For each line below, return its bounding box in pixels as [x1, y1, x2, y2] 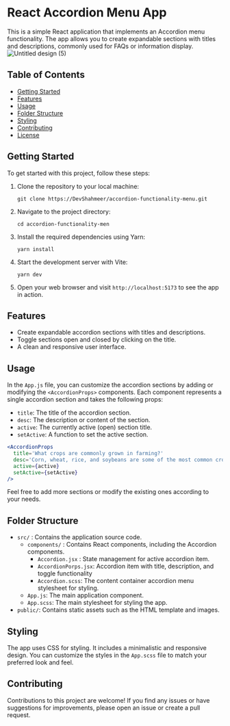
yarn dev [16, 271, 42, 278]
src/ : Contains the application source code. [16, 533, 142, 541]
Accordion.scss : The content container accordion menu [37, 577, 194, 585]
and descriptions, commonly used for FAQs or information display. [7, 42, 194, 50]
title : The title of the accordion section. [16, 409, 131, 417]
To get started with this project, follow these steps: [7, 169, 151, 177]
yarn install [16, 246, 55, 252]
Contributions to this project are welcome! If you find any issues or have [7, 696, 210, 704]
